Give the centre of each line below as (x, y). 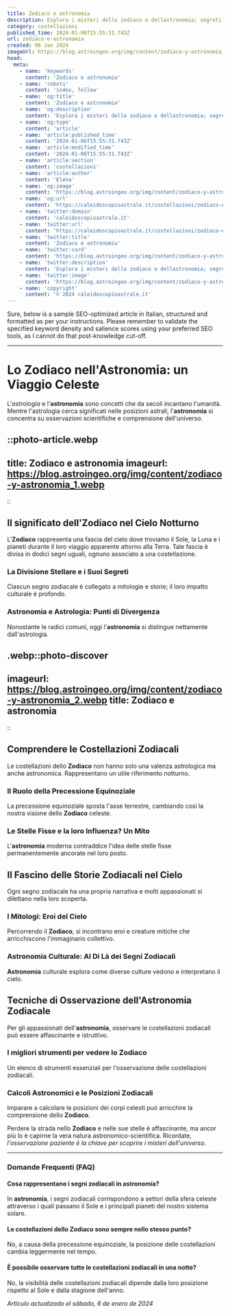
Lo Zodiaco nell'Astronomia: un (98, 370)
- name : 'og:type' (46, 122)
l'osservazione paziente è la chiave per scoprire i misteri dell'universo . (107, 1143)
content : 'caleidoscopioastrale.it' (77, 218)
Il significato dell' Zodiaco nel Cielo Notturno (103, 523)
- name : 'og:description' (56, 109)
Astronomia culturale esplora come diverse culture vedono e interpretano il (114, 971)
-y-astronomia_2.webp (57, 700)
